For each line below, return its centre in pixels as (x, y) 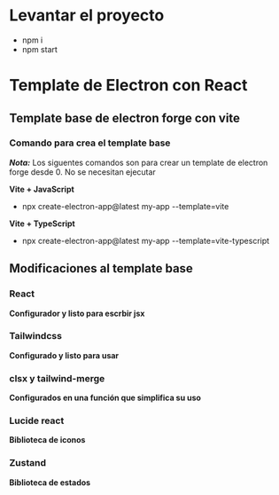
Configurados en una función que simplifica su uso (105, 398)
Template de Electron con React (128, 86)
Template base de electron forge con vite (125, 118)
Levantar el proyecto (87, 16)
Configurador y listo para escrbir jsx (77, 313)
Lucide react (37, 420)
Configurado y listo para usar (64, 355)
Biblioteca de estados (50, 482)
